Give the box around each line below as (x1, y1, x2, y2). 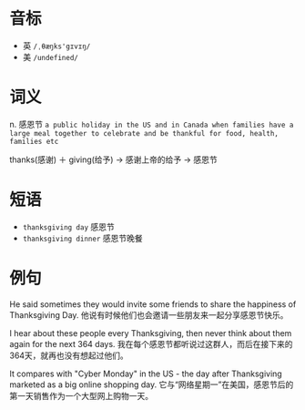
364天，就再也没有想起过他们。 (9, 350, 129, 361)
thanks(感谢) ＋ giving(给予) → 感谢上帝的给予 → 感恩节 (9, 154, 218, 165)
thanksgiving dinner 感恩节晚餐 (22, 232, 143, 243)
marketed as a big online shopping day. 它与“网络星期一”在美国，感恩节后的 (9, 379, 294, 390)
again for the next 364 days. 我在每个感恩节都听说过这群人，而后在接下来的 (9, 338, 293, 349)
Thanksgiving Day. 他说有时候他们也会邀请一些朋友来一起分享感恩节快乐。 (9, 309, 289, 320)
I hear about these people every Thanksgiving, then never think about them (9, 327, 292, 338)
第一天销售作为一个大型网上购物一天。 (9, 390, 153, 401)
